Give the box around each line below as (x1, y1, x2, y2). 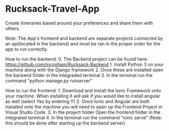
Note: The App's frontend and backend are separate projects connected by (5, 35, 163, 41)
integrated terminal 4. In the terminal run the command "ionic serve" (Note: (5, 114, 162, 120)
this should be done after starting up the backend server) (5, 120, 126, 126)
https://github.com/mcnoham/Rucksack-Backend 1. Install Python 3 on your (5, 61, 164, 67)
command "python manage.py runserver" (5, 77, 93, 84)
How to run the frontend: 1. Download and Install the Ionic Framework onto (5, 87, 161, 93)
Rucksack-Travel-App (5, 3, 100, 15)
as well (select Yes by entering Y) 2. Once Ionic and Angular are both (5, 98, 150, 104)
